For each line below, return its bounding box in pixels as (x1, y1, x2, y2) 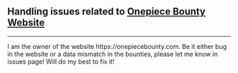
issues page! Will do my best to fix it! (7, 57, 115, 66)
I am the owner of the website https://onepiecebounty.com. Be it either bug (7, 42, 227, 50)
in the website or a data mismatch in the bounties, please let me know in (7, 50, 218, 58)
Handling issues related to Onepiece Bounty (7, 6, 206, 18)
